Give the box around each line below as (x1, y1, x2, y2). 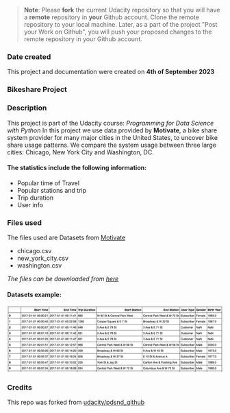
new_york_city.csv (16, 254, 69, 263)
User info (16, 200, 43, 209)
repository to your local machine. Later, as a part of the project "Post (23, 21, 218, 28)
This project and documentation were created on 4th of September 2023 (7, 68, 215, 76)
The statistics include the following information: (7, 164, 147, 172)
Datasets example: (7, 290, 62, 298)
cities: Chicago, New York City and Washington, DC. (7, 147, 154, 156)
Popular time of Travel (16, 178, 80, 187)
